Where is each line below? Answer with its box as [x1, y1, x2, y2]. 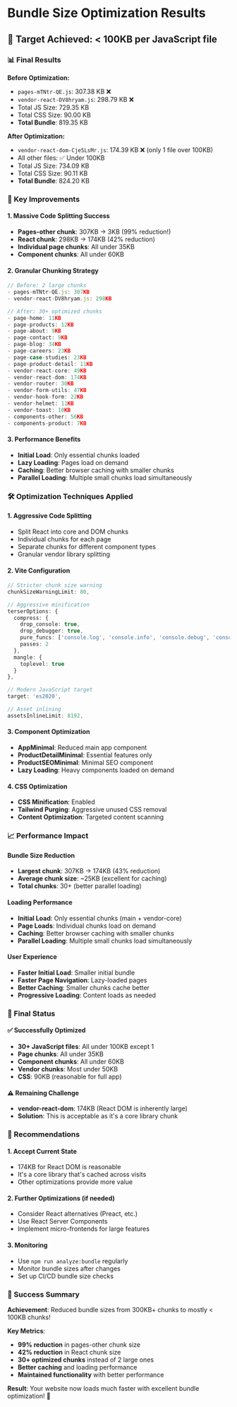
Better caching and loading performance [17, 1362, 138, 1371]
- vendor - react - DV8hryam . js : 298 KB [7, 295, 112, 302]
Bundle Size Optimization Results [7, 5, 206, 21]
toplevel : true [20, 660, 65, 667]
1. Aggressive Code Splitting [7, 512, 92, 520]
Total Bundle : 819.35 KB [17, 118, 88, 127]
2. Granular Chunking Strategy [7, 266, 99, 275]
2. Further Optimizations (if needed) [7, 1194, 115, 1202]
